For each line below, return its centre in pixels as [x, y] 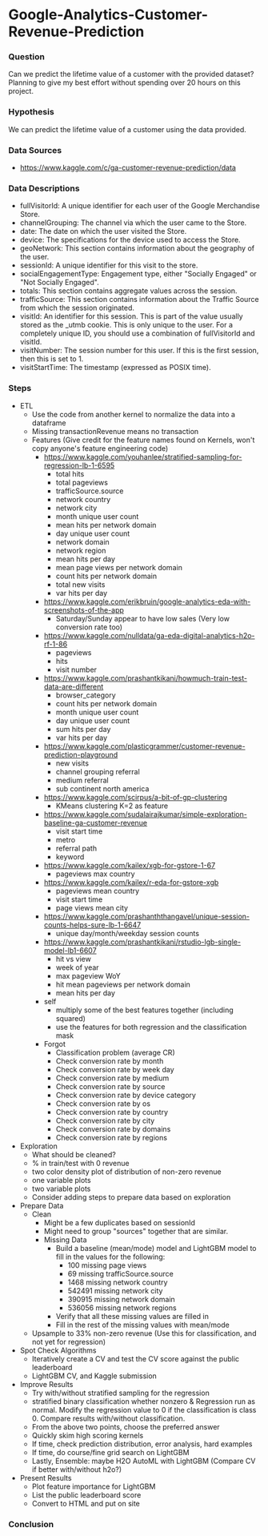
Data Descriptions [44, 188]
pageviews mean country [98, 891]
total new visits [80, 584]
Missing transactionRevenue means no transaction [115, 431]
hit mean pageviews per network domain [123, 984]
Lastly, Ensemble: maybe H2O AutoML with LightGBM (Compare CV [144, 1461]
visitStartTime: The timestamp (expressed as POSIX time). [115, 368]
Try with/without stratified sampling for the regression [120, 1393]
